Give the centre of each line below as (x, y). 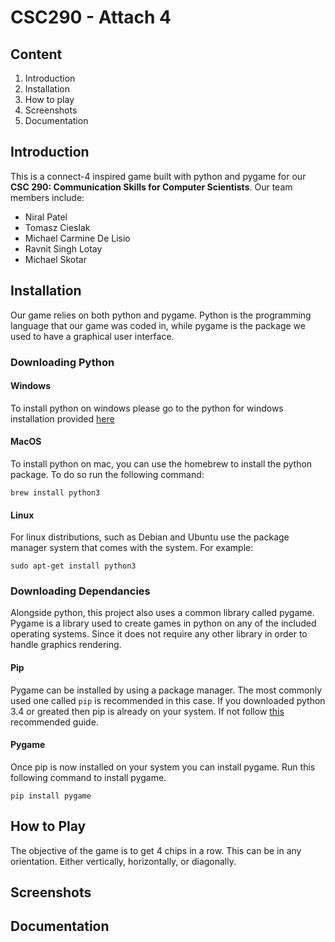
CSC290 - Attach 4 (91, 17)
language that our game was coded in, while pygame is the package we (158, 325)
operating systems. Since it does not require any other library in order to (159, 634)
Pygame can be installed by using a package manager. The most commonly (166, 690)
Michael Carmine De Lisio (77, 238)
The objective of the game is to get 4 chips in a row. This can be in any (156, 850)
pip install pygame (51, 796)
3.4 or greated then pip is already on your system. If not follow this (147, 711)
